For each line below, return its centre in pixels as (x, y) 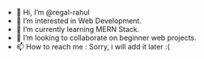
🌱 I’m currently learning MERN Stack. (78, 29)
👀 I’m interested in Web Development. (79, 21)
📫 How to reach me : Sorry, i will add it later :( (93, 47)
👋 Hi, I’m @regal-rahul (53, 12)
